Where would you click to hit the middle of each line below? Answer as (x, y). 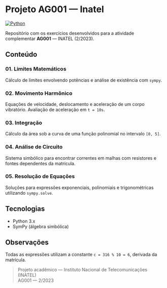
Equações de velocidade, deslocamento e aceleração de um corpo (75, 104)
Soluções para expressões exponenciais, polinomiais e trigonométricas (79, 187)
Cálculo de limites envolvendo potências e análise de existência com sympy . (84, 80)
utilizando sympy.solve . (29, 193)
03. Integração (24, 123)
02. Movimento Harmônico (39, 93)
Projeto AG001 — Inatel (55, 9)
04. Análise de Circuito (34, 147)
